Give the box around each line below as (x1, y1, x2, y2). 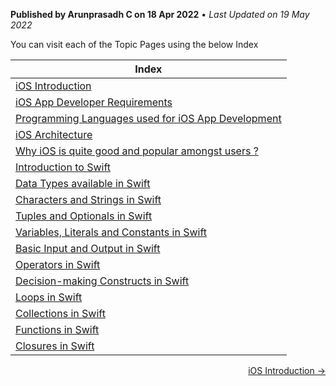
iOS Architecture (15, 128, 93, 141)
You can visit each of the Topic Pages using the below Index (10, 39, 259, 50)
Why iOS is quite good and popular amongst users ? (15, 144, 259, 158)
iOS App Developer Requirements (15, 95, 173, 109)
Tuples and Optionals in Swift (15, 209, 153, 223)
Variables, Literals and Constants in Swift (15, 225, 207, 239)
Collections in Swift (15, 307, 106, 320)
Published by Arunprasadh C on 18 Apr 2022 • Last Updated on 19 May (10, 9, 310, 20)
